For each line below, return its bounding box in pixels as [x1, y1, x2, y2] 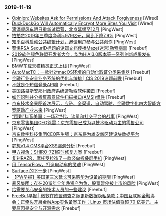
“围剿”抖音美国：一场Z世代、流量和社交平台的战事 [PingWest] [11, 113, 139, 119]
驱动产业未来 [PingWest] [16, 107, 67, 113]
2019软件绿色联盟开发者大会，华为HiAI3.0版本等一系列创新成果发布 [11, 51, 151, 57]
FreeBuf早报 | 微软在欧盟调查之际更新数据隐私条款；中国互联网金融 [11, 193, 151, 199]
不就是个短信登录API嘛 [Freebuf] [11, 82, 79, 88]
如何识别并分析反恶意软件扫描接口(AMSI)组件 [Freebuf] [11, 94, 126, 100]
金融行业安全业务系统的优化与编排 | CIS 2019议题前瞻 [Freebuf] [11, 75, 143, 81]
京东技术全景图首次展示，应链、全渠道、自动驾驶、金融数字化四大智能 [11, 100, 157, 106]
